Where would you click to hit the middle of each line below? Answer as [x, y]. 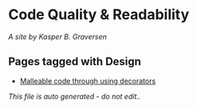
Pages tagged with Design [75, 62]
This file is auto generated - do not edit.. [75, 96]
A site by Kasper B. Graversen [58, 37]
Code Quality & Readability [99, 15]
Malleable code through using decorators [88, 80]
